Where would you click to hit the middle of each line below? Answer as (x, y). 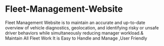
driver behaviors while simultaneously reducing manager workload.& (74, 33)
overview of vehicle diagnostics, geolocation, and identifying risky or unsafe (82, 27)
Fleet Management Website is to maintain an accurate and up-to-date (75, 23)
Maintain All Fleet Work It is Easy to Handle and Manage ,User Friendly (76, 38)
